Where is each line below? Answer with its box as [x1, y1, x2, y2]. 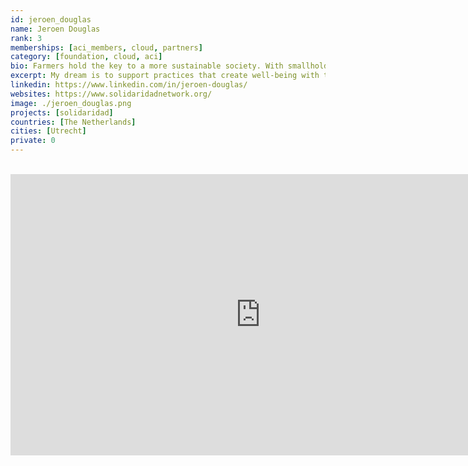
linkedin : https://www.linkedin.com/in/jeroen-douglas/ [10, 80, 248, 90]
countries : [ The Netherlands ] [10, 117, 137, 127]
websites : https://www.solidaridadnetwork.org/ [10, 89, 213, 99]
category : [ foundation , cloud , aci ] [10, 52, 163, 62]
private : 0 [10, 136, 56, 146]
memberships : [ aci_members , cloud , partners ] [10, 42, 203, 53]
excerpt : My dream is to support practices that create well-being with [10, 71, 320, 81]
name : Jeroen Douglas [10, 24, 101, 34]
